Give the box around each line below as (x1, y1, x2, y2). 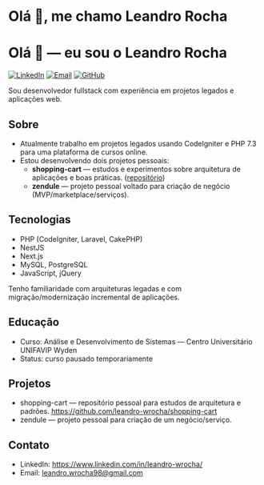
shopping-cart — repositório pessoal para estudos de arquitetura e (19, 398, 242, 407)
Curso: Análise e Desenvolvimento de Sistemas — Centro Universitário (19, 336, 254, 347)
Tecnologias (8, 213, 71, 226)
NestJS (19, 242, 45, 252)
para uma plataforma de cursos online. (19, 147, 148, 157)
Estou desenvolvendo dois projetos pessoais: (19, 155, 170, 165)
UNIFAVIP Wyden (19, 345, 78, 355)
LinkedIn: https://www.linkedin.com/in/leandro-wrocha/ (19, 459, 202, 469)
